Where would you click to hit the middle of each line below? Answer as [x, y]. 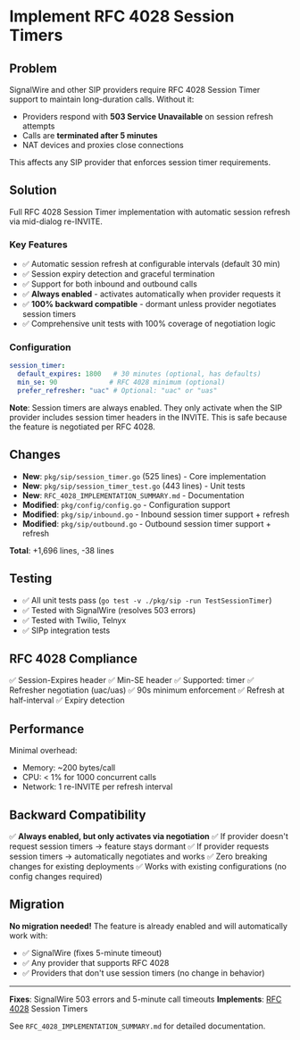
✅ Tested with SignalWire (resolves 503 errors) [109, 610]
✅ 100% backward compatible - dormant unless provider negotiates [149, 304]
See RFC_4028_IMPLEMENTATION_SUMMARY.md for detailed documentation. [137, 1026]
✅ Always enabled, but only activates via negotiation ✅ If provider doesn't [149, 836]
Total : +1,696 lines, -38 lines [62, 550]
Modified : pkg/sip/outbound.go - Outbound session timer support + [147, 523]
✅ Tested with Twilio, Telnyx [74, 620]
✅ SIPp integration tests [66, 630]
